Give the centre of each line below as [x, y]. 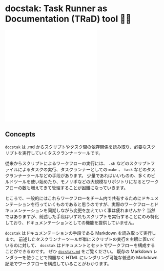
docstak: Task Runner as [56, 9]
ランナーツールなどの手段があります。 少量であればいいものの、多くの [80, 175]
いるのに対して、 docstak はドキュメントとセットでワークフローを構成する [80, 245]
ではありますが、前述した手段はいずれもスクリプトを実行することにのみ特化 [82, 216]
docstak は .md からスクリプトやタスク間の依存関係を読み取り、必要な [76, 147]
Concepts [20, 134]
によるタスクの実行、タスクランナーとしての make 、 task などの [82, 169]
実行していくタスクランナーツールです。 [62, 153]
